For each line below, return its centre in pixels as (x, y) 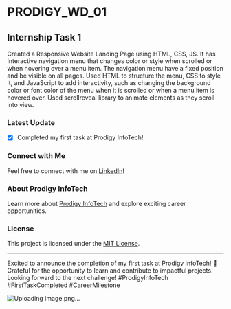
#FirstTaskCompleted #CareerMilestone (64, 285)
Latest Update (31, 122)
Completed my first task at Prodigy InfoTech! (80, 137)
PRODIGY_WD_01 (57, 12)
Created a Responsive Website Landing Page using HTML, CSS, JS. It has (111, 54)
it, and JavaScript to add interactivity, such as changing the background (109, 83)
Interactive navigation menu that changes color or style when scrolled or (110, 61)
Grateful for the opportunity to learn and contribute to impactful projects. (110, 271)
